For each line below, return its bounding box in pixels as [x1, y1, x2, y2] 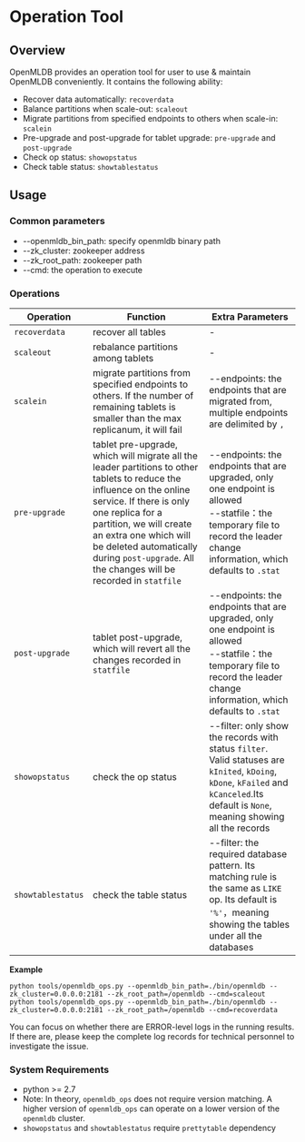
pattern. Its [208, 859, 256, 871]
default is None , [208, 799, 272, 812]
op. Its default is [208, 892, 278, 905]
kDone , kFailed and [208, 776, 289, 789]
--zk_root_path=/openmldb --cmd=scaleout [106, 989, 266, 999]
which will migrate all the [92, 449, 198, 462]
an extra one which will [92, 528, 191, 541]
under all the [208, 929, 263, 941]
